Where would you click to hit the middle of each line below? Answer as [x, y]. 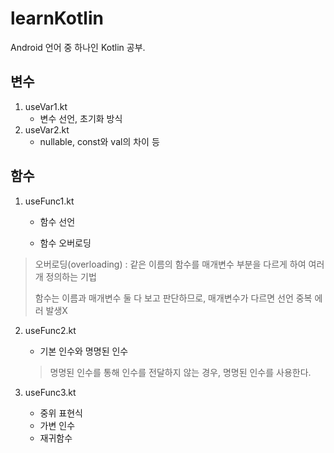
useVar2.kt [47, 129]
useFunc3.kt [50, 392]
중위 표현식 [61, 413]
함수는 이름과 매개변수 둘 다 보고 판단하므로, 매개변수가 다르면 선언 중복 [173, 298]
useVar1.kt [46, 106]
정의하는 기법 [71, 276]
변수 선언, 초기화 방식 [81, 118]
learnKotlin [57, 18]
